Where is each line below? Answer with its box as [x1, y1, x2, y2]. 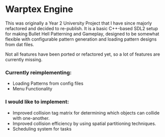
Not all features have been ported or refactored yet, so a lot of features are [5, 51, 160, 57]
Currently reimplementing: [5, 69, 72, 76]
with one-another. [12, 115, 50, 121]
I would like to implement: [5, 98, 69, 105]
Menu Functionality [12, 86, 53, 92]
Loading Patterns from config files [12, 80, 84, 86]
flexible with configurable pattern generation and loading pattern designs [5, 36, 157, 42]
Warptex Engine [5, 4, 73, 15]
